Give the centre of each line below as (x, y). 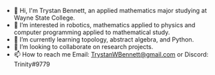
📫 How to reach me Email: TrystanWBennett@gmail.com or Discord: (111, 54)
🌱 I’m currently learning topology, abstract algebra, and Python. (104, 40)
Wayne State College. (44, 18)
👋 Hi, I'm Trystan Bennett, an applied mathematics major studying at (110, 11)
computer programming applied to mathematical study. (92, 32)
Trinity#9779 (32, 64)
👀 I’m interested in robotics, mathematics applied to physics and (104, 25)
